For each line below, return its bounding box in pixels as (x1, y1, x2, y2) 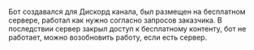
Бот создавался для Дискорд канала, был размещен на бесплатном (8, 7, 246, 16)
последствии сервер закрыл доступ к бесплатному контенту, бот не (8, 24, 247, 33)
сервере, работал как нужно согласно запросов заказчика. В (8, 15, 223, 25)
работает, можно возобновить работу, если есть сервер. (8, 32, 208, 42)
